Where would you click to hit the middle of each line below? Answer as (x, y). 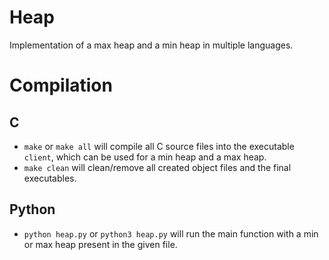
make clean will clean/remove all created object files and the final (157, 167)
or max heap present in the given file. (100, 244)
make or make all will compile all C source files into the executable (159, 146)
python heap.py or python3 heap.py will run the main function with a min (171, 233)
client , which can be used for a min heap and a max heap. (145, 157)
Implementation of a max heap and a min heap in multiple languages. (151, 45)
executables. (50, 178)
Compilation (61, 85)
